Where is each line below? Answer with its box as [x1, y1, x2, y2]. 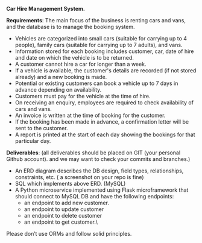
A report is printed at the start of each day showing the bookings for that [14, 131, 195, 138]
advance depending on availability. [14, 86, 102, 93]
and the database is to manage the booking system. [6, 24, 135, 30]
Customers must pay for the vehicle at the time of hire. [14, 93, 151, 99]
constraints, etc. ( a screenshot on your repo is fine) [14, 174, 144, 180]
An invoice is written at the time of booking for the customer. [14, 112, 166, 119]
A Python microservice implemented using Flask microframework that [14, 186, 189, 194]
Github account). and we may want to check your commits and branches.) [6, 156, 191, 162]
